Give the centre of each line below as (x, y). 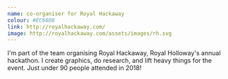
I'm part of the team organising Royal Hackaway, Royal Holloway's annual (114, 53)
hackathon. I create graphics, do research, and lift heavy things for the (110, 61)
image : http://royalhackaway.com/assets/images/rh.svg (90, 33)
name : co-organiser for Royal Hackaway (66, 14)
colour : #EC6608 (31, 20)
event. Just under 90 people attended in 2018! (74, 68)
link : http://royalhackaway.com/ (56, 27)
